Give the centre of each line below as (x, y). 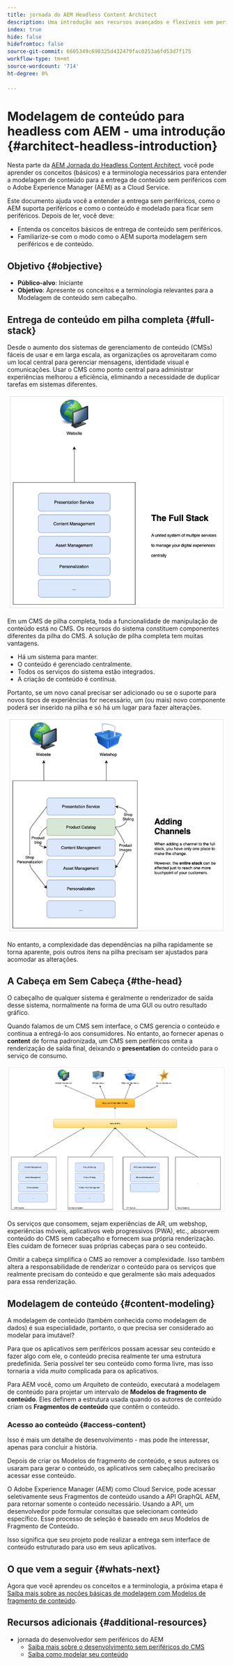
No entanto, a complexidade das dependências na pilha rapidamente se (110, 944)
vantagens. (23, 643)
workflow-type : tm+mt (39, 59)
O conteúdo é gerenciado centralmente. (75, 664)
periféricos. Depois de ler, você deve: (61, 216)
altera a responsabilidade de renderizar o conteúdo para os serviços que (112, 1267)
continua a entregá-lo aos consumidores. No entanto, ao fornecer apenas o (116, 1034)
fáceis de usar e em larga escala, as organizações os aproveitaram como (112, 355)
